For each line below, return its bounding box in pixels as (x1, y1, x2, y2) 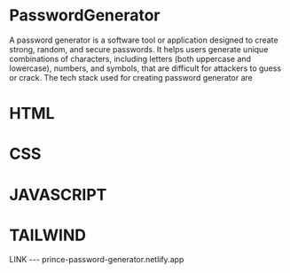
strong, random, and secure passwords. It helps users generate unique (9, 43, 269, 54)
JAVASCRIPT (9, 184, 107, 205)
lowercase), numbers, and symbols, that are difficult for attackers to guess (9, 63, 282, 74)
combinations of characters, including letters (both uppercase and (9, 53, 251, 64)
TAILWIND (9, 225, 87, 245)
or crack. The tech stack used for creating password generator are (9, 72, 253, 82)
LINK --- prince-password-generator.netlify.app (9, 254, 184, 265)
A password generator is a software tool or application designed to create (9, 35, 278, 45)
